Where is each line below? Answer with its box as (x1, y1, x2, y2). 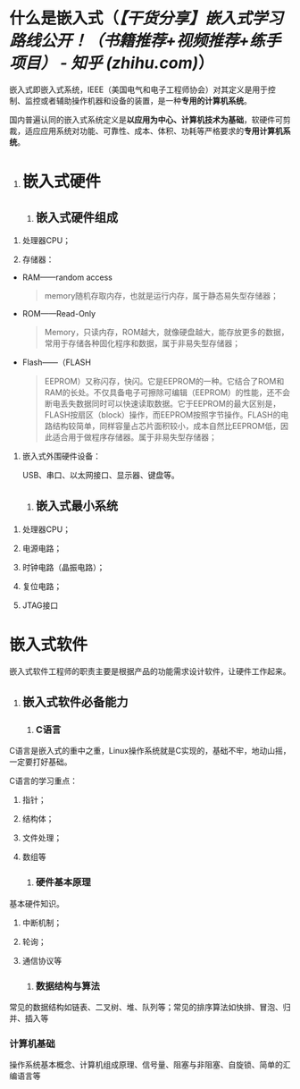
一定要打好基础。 (9, 756, 72, 767)
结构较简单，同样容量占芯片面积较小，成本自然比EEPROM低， (52, 420, 281, 431)
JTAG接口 (21, 600, 59, 611)
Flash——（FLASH (21, 357, 92, 367)
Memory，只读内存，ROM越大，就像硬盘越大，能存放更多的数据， (44, 326, 289, 337)
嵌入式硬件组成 (35, 209, 119, 224)
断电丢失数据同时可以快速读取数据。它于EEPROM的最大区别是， (44, 398, 281, 409)
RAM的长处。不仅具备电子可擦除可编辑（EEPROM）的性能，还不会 (44, 386, 291, 398)
